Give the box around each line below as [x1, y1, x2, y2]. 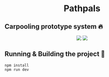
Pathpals [63, 3, 101, 14]
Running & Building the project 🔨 [4, 50, 106, 58]
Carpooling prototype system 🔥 [4, 22, 103, 31]
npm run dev [4, 67, 29, 72]
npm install [4, 63, 29, 68]
